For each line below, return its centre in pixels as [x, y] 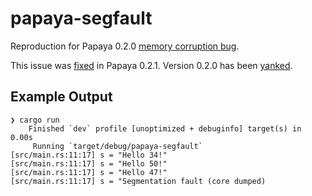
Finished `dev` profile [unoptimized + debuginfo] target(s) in [165, 128]
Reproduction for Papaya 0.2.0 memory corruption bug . [125, 46]
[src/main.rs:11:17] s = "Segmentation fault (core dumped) [138, 181]
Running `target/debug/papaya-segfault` [117, 146]
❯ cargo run [35, 120]
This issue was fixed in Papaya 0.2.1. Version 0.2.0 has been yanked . [151, 65]
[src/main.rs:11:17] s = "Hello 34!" [89, 155]
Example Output [61, 97]
